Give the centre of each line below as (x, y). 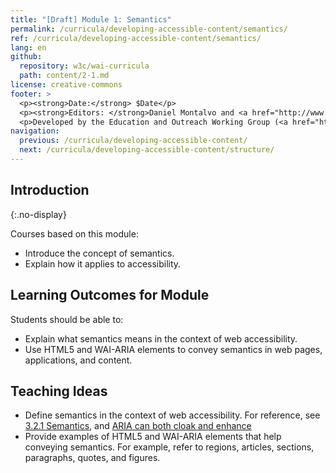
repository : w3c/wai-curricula (84, 66)
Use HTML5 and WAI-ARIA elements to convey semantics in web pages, (173, 349)
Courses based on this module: (74, 233)
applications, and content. (78, 360)
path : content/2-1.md (64, 76)
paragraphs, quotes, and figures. (92, 458)
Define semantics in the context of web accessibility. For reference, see (172, 415)
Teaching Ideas (59, 391)
